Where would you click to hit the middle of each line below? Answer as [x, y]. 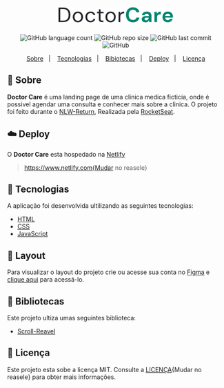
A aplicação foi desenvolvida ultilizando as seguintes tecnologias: [100, 206]
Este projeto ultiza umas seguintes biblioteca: [72, 318]
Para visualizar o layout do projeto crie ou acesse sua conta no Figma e [109, 272]
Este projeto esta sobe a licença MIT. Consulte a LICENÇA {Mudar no [104, 369]
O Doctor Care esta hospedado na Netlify [66, 154]
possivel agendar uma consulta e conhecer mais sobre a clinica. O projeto [112, 104]
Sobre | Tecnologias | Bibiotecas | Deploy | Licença [116, 58]
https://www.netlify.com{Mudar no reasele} [85, 167]
